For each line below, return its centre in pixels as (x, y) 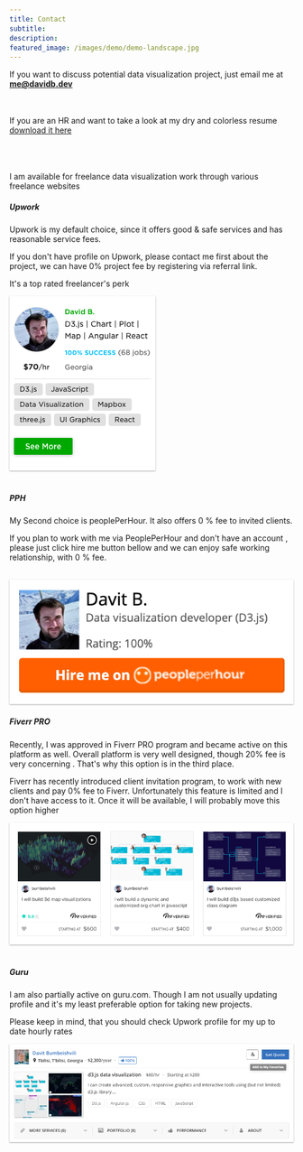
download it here (41, 130)
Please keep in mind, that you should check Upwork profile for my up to (142, 1022)
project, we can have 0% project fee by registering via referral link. (133, 266)
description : (34, 38)
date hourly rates (41, 1031)
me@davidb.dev (41, 84)
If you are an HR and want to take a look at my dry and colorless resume (143, 121)
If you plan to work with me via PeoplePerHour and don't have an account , (149, 538)
